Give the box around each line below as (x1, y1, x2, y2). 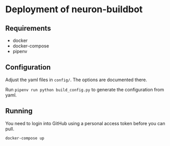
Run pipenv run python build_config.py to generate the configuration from (5, 86, 164, 92)
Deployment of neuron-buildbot (5, 4, 143, 15)
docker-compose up (5, 135, 44, 141)
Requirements (5, 24, 51, 33)
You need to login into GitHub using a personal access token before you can (5, 120, 165, 126)
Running (5, 107, 33, 115)
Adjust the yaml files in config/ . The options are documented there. (5, 77, 147, 83)
